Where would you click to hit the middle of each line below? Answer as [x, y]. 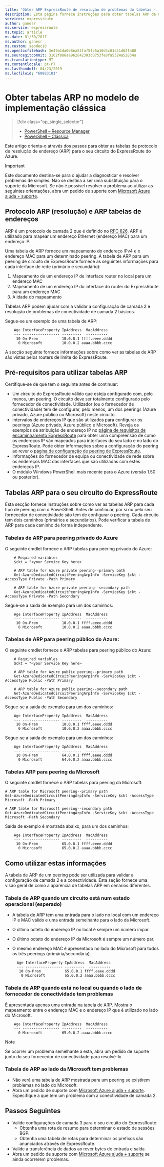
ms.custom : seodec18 [26, 46]
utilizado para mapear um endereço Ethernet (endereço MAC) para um [76, 236]
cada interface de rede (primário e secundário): [53, 266]
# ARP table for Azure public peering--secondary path [71, 689]
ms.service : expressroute [31, 28]
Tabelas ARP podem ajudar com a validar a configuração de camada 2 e [78, 306]
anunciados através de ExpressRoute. [57, 1143]
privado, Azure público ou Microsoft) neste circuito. [64, 415]
